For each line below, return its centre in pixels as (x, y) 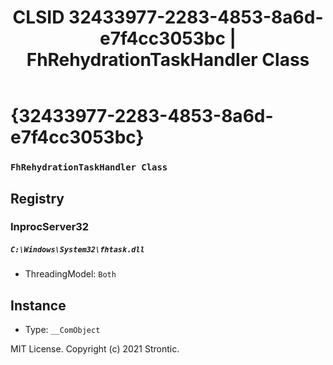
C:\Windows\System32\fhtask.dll (77, 250)
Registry (37, 198)
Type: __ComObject (62, 330)
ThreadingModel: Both (70, 274)
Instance (38, 305)
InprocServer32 (50, 227)
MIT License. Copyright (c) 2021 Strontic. (95, 349)
